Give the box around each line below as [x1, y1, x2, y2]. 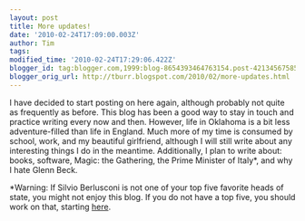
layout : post [9, 13, 59, 23]
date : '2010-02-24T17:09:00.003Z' [9, 30, 141, 39]
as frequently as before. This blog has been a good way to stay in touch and [9, 106, 294, 118]
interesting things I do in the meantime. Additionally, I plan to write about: [9, 145, 283, 156]
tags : [9, 47, 30, 56]
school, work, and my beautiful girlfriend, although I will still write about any [9, 135, 292, 146]
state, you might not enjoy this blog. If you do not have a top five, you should [9, 191, 296, 202]
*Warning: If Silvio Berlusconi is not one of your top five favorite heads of [9, 182, 284, 193]
